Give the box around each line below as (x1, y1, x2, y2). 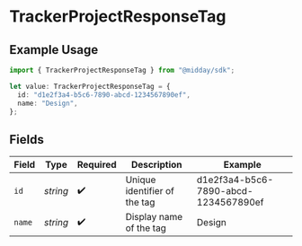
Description (130, 159, 182, 171)
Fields (9, 132, 45, 147)
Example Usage (9, 42, 99, 57)
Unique (125, 173, 156, 186)
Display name (125, 211, 183, 224)
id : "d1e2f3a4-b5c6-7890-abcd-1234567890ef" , (17, 90, 191, 100)
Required (76, 159, 117, 171)
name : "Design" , (17, 99, 78, 108)
